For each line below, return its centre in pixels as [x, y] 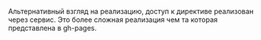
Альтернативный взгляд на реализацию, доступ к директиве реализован [131, 11]
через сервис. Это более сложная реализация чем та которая [113, 20]
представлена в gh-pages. [52, 28]
